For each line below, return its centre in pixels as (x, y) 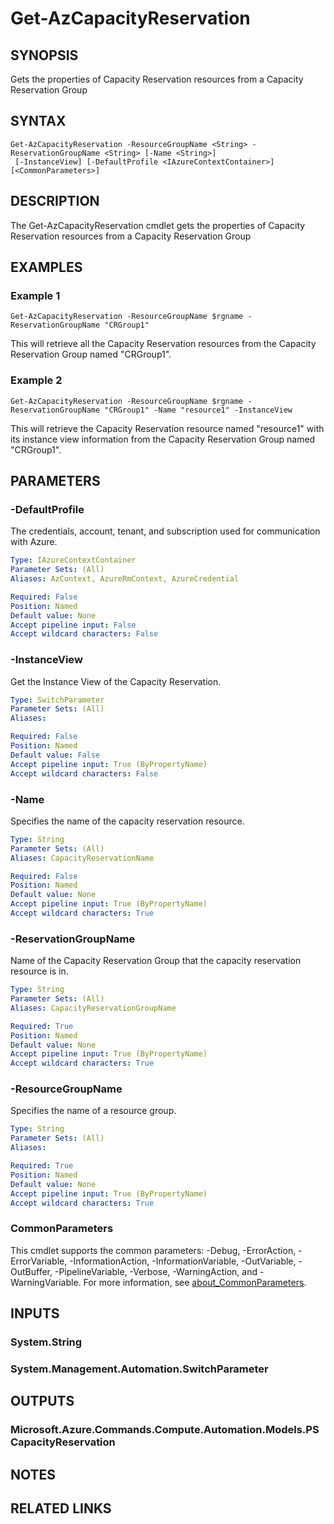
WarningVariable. (46, 1282)
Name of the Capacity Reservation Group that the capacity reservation (156, 961)
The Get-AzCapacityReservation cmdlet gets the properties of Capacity (158, 225)
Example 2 (36, 380)
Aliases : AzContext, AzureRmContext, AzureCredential (125, 579)
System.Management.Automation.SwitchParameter (139, 1369)
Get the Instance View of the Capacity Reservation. (116, 681)
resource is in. (39, 971)
